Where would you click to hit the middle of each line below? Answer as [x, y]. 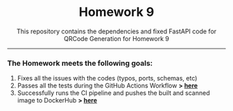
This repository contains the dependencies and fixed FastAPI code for [116, 31]
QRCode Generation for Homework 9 [116, 38]
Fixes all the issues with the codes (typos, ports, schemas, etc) [107, 78]
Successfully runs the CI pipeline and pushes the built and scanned [113, 93]
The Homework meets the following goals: [80, 63]
